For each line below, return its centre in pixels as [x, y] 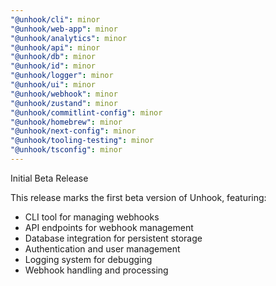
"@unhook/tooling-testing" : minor [82, 141]
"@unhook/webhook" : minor [64, 94]
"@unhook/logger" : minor [62, 76]
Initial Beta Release [49, 178]
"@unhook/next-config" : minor [73, 131]
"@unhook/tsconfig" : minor [66, 150]
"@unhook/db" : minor [53, 57]
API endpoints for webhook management [109, 227]
